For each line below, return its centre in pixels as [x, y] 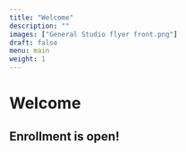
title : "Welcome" [42, 17]
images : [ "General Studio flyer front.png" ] [93, 34]
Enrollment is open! [64, 136]
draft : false [34, 42]
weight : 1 [28, 59]
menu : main [30, 51]
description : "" [39, 26]
